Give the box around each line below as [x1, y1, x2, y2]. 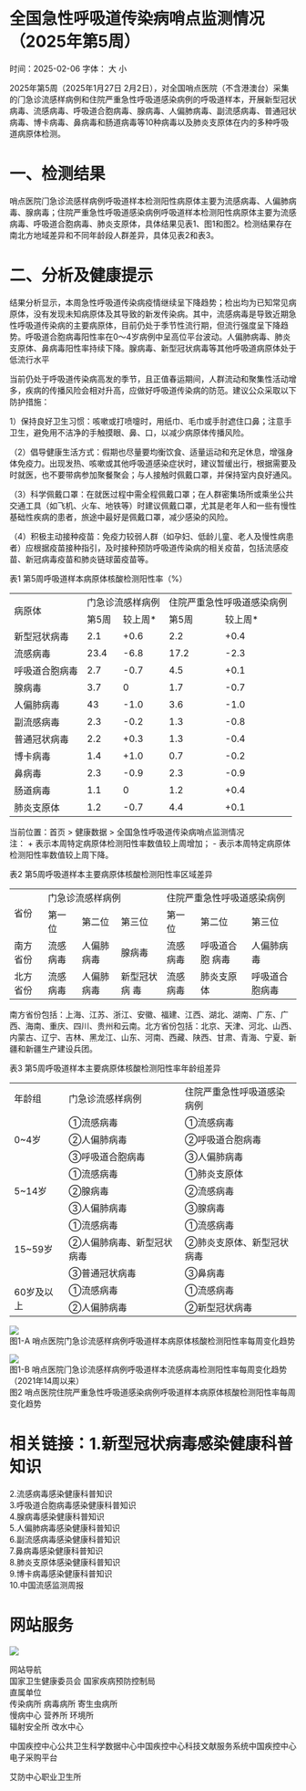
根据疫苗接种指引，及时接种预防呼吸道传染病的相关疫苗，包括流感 [33, 542, 280, 553]
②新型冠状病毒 [185, 1301, 253, 1314]
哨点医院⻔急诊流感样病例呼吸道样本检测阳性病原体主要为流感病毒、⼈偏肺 [9, 195, 289, 206]
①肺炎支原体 [185, 1168, 244, 1180]
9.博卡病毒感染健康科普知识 [9, 1567, 113, 1579]
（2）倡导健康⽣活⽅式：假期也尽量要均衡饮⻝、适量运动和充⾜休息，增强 [9, 446, 286, 457]
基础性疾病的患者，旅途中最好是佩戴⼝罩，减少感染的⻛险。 [9, 511, 233, 522]
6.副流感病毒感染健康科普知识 [9, 1534, 121, 1545]
